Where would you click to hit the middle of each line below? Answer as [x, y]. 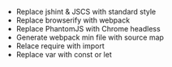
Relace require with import [60, 46]
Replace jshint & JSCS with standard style [86, 12]
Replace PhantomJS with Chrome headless [88, 29]
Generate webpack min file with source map [90, 37]
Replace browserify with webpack [73, 20]
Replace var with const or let [64, 54]
